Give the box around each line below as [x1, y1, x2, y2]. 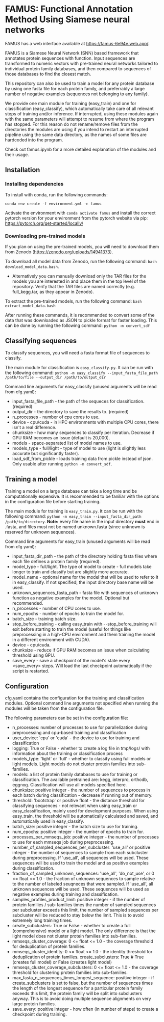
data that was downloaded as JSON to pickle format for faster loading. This [5, 317, 157, 323]
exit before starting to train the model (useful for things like [12, 626, 131, 632]
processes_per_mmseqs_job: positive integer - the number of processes [12, 834, 159, 840]
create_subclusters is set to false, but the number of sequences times [12, 980, 153, 986]
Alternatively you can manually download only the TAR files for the [12, 273, 146, 279]
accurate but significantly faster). [12, 450, 79, 456]
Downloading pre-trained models [5, 232, 86, 239]
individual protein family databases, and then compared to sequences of [5, 65, 151, 72]
